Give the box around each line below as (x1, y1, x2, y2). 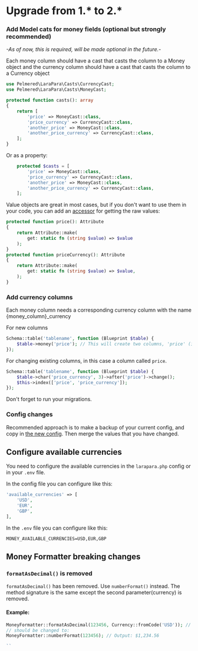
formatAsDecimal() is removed (6, 570, 93, 578)
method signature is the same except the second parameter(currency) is (6, 589, 182, 596)
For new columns (6, 324, 48, 331)
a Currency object (6, 70, 50, 77)
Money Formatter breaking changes (6, 552, 141, 562)
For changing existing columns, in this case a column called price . (6, 357, 167, 364)
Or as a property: (6, 152, 48, 159)
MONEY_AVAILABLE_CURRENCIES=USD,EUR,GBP (6, 536, 107, 541)
